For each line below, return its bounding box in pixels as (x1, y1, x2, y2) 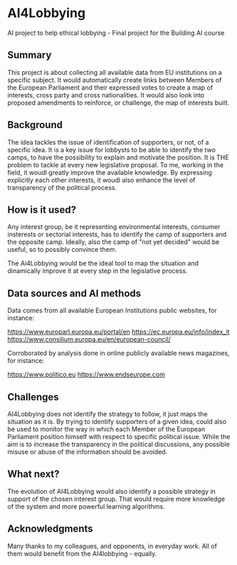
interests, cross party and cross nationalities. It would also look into (7, 90, 205, 99)
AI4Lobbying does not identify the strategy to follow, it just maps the (7, 410, 208, 418)
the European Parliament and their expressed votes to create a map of (7, 83, 214, 92)
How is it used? (7, 204, 77, 216)
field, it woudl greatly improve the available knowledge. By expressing (7, 168, 212, 176)
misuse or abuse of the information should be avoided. (7, 448, 168, 456)
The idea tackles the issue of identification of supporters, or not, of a (7, 137, 209, 147)
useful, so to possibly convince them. (7, 245, 117, 254)
